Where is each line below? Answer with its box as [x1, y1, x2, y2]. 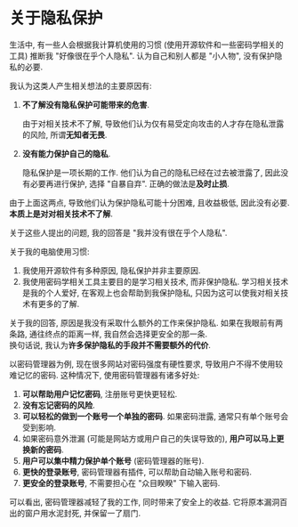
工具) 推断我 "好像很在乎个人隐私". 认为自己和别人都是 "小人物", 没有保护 [9, 50, 275, 61]
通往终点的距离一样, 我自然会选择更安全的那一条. [28, 328, 207, 339]
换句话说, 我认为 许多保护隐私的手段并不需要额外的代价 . [9, 339, 212, 350]
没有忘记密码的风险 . [21, 400, 95, 410]
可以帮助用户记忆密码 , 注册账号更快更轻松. [21, 388, 178, 399]
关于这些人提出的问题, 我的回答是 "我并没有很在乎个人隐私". [9, 227, 228, 238]
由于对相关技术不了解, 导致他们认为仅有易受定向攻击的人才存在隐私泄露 [21, 118, 285, 129]
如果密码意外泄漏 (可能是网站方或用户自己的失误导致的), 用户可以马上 [21, 433, 277, 443]
